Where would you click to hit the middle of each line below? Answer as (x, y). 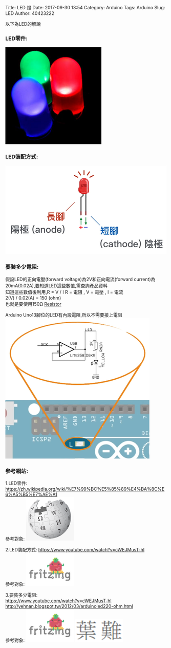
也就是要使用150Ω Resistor (33, 304)
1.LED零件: (16, 483)
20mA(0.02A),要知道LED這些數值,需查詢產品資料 (57, 285)
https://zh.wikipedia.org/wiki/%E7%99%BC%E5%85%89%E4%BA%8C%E (85, 489)
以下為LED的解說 (23, 24)
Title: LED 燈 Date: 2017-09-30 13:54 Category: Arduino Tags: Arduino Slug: (85, 7)
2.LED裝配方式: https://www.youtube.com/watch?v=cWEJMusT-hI (75, 550)
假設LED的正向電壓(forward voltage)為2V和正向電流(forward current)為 (80, 279)
